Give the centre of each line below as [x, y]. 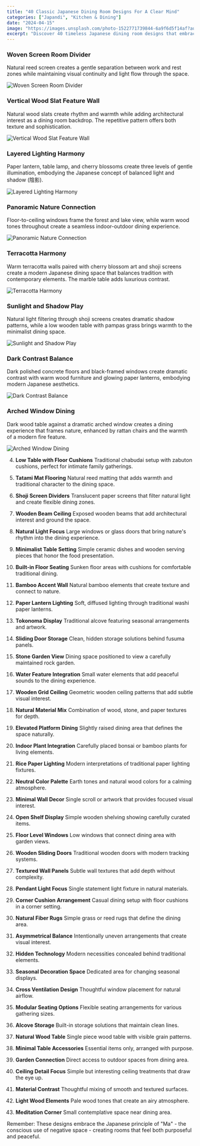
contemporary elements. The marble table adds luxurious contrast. [88, 279]
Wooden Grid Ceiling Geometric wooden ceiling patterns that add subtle [104, 692]
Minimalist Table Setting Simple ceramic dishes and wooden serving [100, 549]
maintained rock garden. [45, 663]
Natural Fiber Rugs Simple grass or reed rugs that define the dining [98, 918]
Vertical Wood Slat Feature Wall [53, 101]
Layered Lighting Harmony [46, 154]
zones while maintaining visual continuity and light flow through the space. [98, 74]
